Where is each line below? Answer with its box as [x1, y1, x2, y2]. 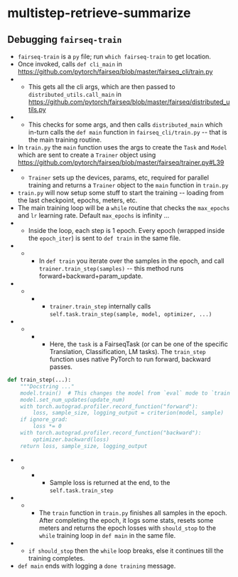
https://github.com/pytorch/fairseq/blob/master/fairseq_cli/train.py [17, 68, 213, 76]
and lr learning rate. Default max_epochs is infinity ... [17, 212, 170, 219]
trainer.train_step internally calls [49, 302, 151, 311]
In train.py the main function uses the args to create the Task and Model [17, 143, 227, 151]
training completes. [28, 553, 85, 562]
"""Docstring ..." [20, 383, 75, 390]
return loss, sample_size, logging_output [20, 442, 148, 449]
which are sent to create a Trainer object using [17, 151, 156, 159]
